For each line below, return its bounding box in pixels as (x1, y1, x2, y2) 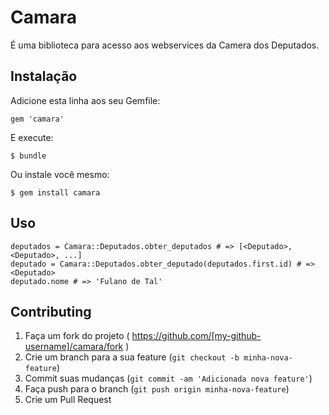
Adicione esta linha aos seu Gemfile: (10, 94, 161, 106)
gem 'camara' (10, 114, 65, 124)
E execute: (10, 131, 54, 143)
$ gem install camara (10, 187, 101, 198)
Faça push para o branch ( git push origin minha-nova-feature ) (24, 383, 290, 395)
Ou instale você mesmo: (10, 168, 110, 180)
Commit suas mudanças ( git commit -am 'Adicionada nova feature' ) (24, 372, 313, 385)
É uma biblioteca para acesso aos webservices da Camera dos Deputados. (10, 39, 320, 51)
